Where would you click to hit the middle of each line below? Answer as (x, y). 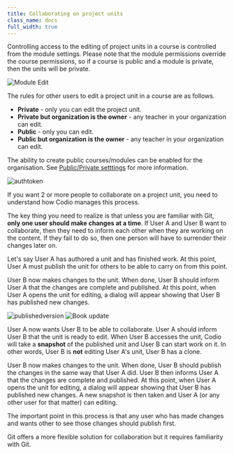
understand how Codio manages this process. (73, 202)
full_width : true (32, 27)
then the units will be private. (49, 69)
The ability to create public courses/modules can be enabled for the (105, 160)
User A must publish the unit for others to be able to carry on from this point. (117, 267)
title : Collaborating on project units (65, 14)
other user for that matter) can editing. (63, 402)
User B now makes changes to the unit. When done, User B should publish (114, 365)
